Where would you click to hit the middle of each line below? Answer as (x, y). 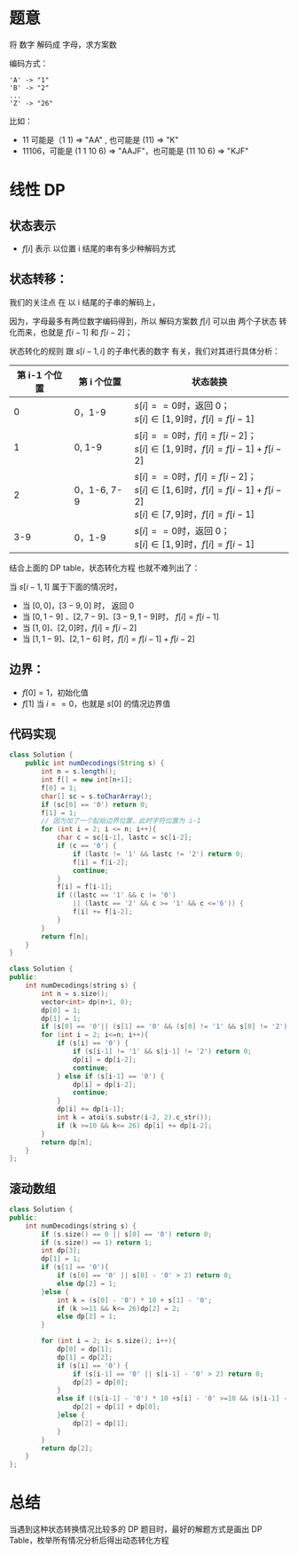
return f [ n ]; (65, 937)
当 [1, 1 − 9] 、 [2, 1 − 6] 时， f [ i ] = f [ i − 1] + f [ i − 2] (108, 639)
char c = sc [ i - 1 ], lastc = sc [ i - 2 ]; (124, 838)
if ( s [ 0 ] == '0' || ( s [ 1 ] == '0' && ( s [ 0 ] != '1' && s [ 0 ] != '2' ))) (168, 1027)
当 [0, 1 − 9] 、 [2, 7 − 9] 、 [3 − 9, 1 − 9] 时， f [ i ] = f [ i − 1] (121, 616)
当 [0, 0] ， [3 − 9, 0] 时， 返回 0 (78, 605)
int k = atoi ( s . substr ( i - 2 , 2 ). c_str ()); (134, 1118)
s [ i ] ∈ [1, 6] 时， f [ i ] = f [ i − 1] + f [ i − (208, 490)
